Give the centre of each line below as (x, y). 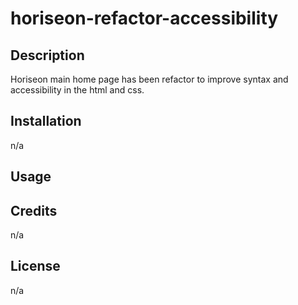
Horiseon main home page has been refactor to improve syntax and (149, 79)
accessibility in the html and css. (77, 90)
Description (47, 55)
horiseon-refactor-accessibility (144, 18)
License (35, 266)
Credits (34, 210)
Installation (46, 121)
